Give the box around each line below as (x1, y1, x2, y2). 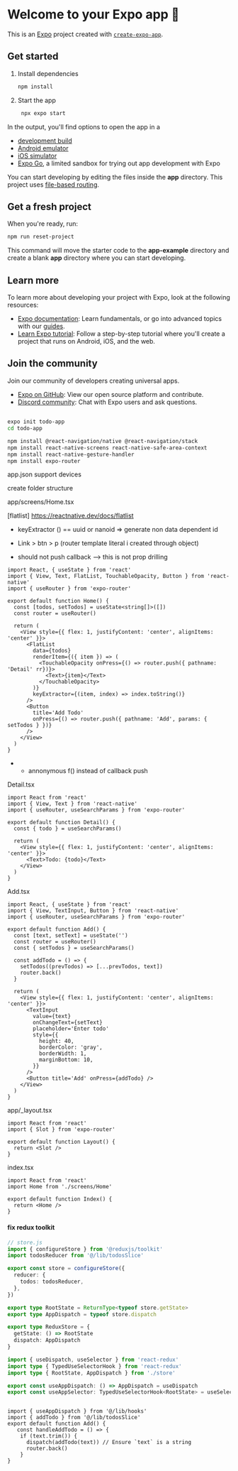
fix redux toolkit (7, 1223, 55, 1232)
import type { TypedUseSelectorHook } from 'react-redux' (7, 1362, 182, 1369)
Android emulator (17, 143, 69, 152)
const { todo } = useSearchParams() (13, 825, 122, 833)
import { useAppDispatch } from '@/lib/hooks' (7, 1408, 147, 1415)
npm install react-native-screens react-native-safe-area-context (7, 444, 208, 452)
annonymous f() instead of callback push (28, 767, 149, 775)
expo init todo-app (7, 418, 65, 425)
